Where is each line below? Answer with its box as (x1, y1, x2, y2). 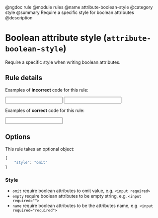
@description (5, 15, 33, 20)
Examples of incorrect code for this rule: (5, 87, 88, 93)
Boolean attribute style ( (5, 32, 107, 44)
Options (5, 133, 31, 141)
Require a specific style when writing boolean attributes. (5, 59, 121, 65)
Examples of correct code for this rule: (5, 107, 84, 113)
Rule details (5, 74, 42, 82)
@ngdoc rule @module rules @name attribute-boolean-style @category (5, 4, 153, 10)
